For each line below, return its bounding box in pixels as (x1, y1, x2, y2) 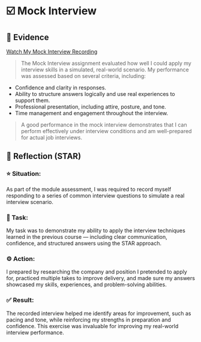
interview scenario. (6, 198, 54, 205)
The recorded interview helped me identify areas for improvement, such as (6, 310, 191, 317)
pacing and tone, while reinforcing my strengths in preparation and (6, 316, 171, 323)
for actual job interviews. (20, 134, 83, 141)
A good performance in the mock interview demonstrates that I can (20, 121, 187, 128)
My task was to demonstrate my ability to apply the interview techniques (6, 227, 186, 234)
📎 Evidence (6, 32, 49, 42)
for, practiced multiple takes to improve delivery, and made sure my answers (6, 275, 195, 282)
